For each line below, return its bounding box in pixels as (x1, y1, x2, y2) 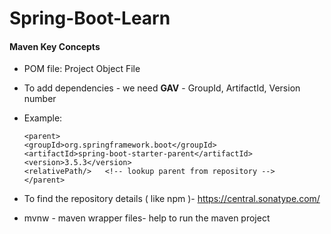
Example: (23, 112, 63, 124)
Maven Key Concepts (9, 40, 101, 52)
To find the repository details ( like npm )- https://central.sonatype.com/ (23, 193, 321, 205)
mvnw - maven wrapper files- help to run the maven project (23, 212, 271, 224)
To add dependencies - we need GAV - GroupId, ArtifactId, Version (23, 82, 301, 94)
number (23, 93, 57, 105)
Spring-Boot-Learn (9, 7, 171, 30)
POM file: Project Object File (23, 63, 141, 75)
